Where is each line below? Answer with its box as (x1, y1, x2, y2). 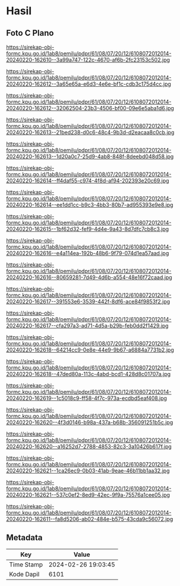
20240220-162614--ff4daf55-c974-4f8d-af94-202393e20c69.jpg (6, 177, 169, 184)
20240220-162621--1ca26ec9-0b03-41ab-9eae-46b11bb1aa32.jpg (6, 467, 170, 474)
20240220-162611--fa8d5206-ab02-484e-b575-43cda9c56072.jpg (6, 516, 173, 522)
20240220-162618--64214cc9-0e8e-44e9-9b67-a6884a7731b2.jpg (6, 346, 174, 353)
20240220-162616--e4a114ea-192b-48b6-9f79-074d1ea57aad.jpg (6, 250, 169, 256)
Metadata (6, 532, 43, 543)
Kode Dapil (9, 570, 40, 578)
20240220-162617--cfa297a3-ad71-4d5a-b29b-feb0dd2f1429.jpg (6, 322, 169, 329)
